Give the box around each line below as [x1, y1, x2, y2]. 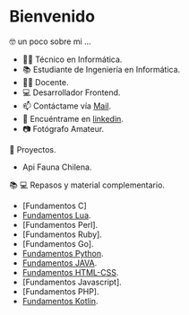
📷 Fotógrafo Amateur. [21, 123, 105, 134]
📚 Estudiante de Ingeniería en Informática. [21, 64, 181, 74]
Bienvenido [9, 6, 96, 27]
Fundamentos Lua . [21, 209, 91, 221]
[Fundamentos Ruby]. [21, 229, 103, 240]
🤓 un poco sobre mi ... [9, 36, 91, 47]
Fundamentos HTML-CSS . [21, 267, 119, 277]
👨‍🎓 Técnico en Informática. [21, 54, 123, 65]
